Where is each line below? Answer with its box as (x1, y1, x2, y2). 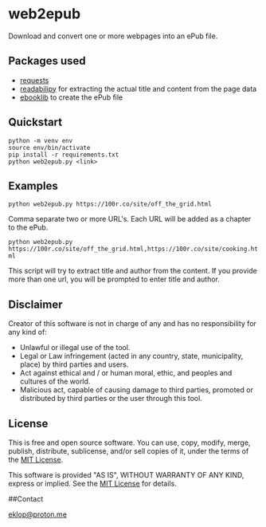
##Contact (8, 494, 44, 503)
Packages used (8, 54, 86, 68)
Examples (8, 179, 58, 192)
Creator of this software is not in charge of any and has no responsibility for (8, 319, 257, 328)
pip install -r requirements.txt (8, 151, 119, 159)
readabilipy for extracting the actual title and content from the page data (19, 84, 257, 93)
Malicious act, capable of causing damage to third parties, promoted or (19, 385, 253, 395)
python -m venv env (8, 136, 73, 144)
